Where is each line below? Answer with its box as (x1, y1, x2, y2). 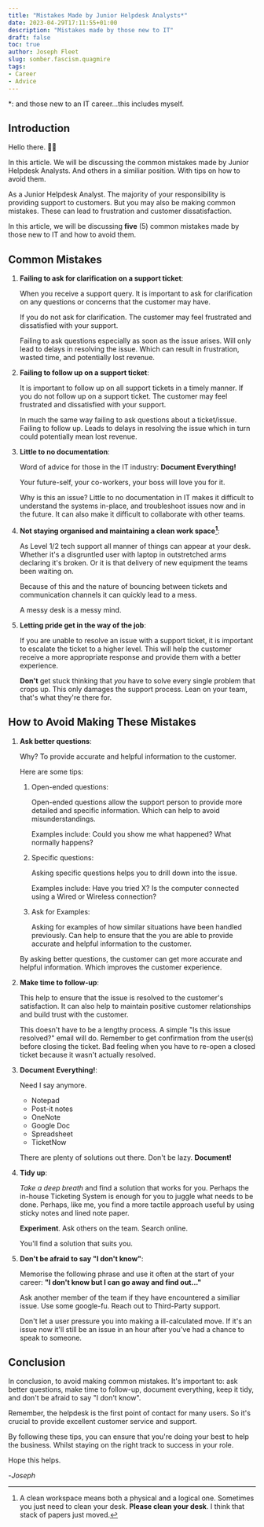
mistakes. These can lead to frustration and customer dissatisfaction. (8, 206, 233, 216)
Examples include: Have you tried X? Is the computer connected (31, 883, 240, 892)
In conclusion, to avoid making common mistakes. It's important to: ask (8, 1377, 238, 1386)
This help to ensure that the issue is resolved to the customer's (19, 992, 224, 1003)
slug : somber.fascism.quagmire (8, 56, 111, 64)
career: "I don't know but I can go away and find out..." (19, 1277, 202, 1286)
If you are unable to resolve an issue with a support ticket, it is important (19, 635, 254, 645)
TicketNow (31, 1137, 67, 1146)
